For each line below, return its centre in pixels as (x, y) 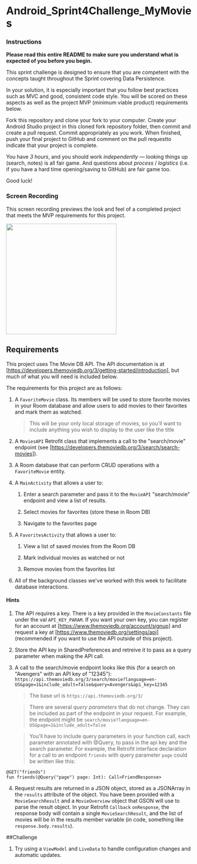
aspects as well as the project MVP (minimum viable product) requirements (97, 103)
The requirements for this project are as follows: (64, 388)
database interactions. (42, 587)
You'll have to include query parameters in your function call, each (110, 736)
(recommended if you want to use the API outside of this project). (94, 638)
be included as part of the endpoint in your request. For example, (108, 713)
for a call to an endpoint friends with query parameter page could (108, 755)
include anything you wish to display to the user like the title (102, 430)
